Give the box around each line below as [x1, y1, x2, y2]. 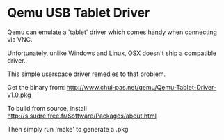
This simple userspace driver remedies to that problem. [7, 70, 166, 78]
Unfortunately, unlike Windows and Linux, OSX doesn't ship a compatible [7, 49, 217, 57]
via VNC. [7, 35, 33, 43]
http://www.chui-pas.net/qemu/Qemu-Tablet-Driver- [66, 83, 217, 91]
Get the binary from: [7, 83, 65, 91]
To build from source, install [7, 104, 87, 112]
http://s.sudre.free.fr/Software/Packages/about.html [7, 111, 157, 120]
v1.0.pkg [7, 91, 31, 99]
